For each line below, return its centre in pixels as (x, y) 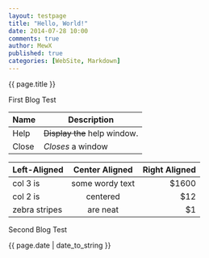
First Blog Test (32, 99)
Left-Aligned (38, 169)
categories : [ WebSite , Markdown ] (65, 61)
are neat (103, 209)
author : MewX (30, 46)
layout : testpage (38, 16)
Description (91, 120)
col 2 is (26, 197)
